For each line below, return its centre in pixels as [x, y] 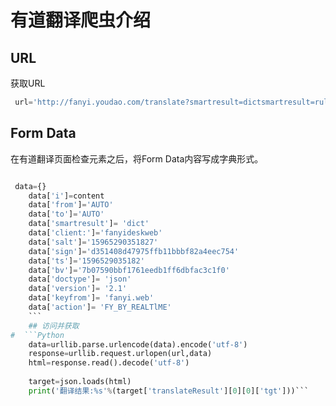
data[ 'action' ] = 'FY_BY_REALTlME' [100, 307]
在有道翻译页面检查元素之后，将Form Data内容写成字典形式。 [137, 158]
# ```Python [37, 335]
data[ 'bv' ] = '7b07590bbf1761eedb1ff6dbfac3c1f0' [129, 270]
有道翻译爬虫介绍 [81, 20]
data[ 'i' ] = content [66, 196]
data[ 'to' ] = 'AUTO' [66, 214]
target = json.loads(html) [80, 382]
